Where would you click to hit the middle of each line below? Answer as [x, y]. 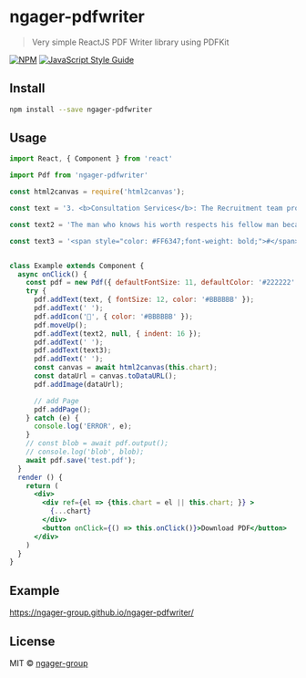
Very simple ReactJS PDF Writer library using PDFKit [130, 42]
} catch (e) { [52, 418]
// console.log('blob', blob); [85, 452]
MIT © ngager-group [49, 662]
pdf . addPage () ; [62, 409]
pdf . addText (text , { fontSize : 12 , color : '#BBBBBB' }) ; [144, 300]
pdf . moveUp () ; [61, 325]
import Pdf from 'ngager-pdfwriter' [79, 175]
